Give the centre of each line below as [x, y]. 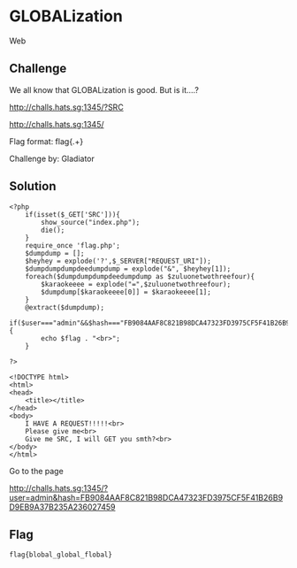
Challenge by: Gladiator [52, 158]
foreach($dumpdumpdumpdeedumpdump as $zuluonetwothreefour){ [140, 276]
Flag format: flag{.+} [46, 141]
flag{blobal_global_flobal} [61, 555]
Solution [33, 186]
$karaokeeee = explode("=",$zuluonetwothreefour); [136, 284]
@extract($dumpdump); [65, 307]
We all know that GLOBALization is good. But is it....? [104, 89]
